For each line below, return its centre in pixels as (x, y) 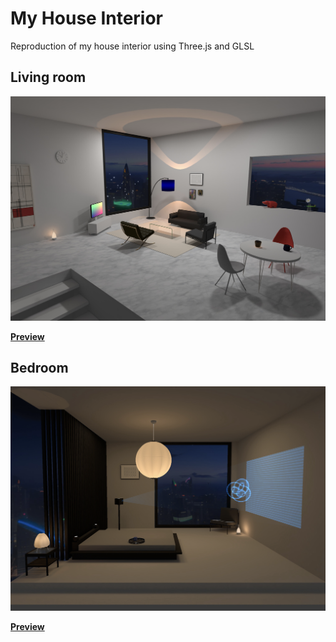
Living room (48, 77)
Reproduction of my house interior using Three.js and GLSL (132, 46)
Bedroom (39, 367)
